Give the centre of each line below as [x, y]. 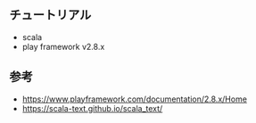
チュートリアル [50, 15]
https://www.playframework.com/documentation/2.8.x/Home [135, 99]
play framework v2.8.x [63, 46]
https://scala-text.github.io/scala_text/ [92, 108]
